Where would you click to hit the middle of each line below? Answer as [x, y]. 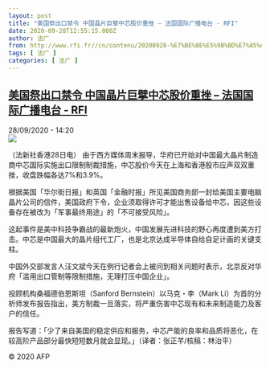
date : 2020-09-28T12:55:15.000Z [62, 31]
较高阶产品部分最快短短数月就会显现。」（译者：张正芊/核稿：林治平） [123, 340]
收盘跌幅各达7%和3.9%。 [65, 174]
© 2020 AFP [29, 356]
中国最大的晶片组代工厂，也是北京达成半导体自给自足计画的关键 [149, 239]
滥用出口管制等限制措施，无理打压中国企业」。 [98, 276]
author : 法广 [29, 38]
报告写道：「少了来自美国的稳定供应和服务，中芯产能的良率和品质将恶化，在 [133, 330]
